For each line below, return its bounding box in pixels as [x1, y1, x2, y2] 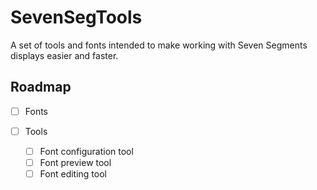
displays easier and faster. [10, 49, 119, 61]
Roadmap [10, 79, 72, 96]
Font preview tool [39, 156, 112, 168]
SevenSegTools [10, 6, 143, 29]
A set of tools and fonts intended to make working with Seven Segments [10, 39, 308, 51]
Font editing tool [39, 168, 107, 180]
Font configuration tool [39, 145, 134, 157]
